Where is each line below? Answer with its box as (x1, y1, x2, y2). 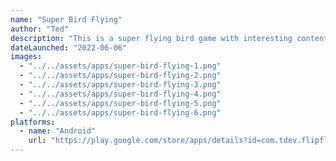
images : (10, 52, 43, 62)
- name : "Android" (19, 126, 97, 136)
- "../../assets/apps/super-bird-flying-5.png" (19, 98, 222, 108)
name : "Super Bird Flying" (10, 14, 123, 25)
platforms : (10, 117, 56, 127)
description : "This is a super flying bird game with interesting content (10, 33, 329, 43)
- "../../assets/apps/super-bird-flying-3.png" (19, 80, 222, 90)
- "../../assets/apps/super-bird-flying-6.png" (19, 107, 222, 118)
